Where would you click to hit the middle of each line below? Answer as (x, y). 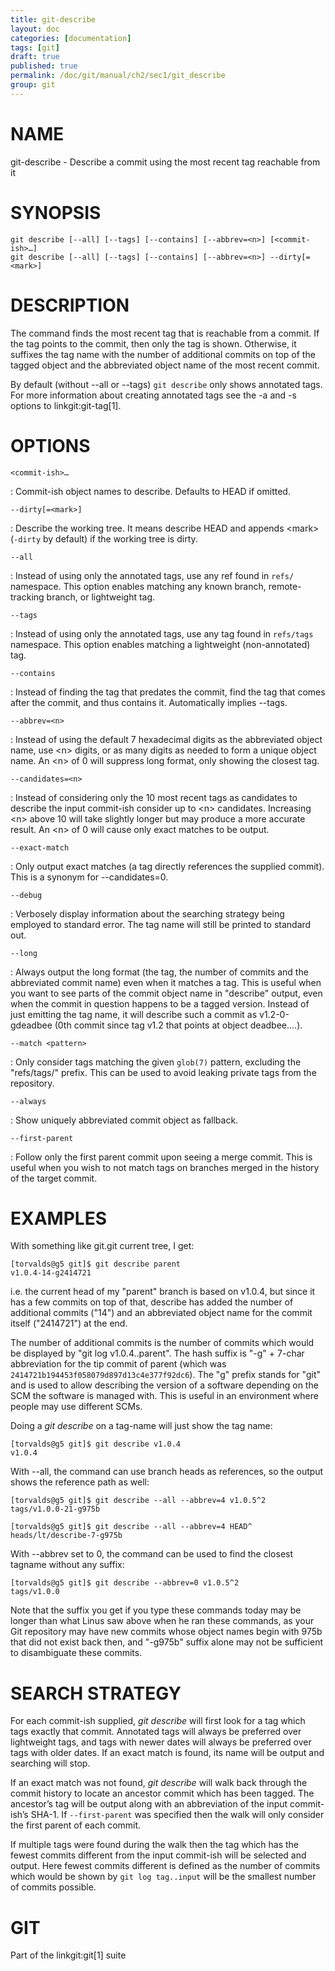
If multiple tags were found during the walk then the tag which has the (154, 1845)
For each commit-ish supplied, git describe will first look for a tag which (158, 1721)
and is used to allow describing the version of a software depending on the (164, 1385)
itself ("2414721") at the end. (69, 1323)
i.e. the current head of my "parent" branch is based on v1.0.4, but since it (163, 1292)
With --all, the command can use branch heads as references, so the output (167, 1472)
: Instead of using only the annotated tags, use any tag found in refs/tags (162, 633)
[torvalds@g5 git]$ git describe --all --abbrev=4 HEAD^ (131, 1527)
